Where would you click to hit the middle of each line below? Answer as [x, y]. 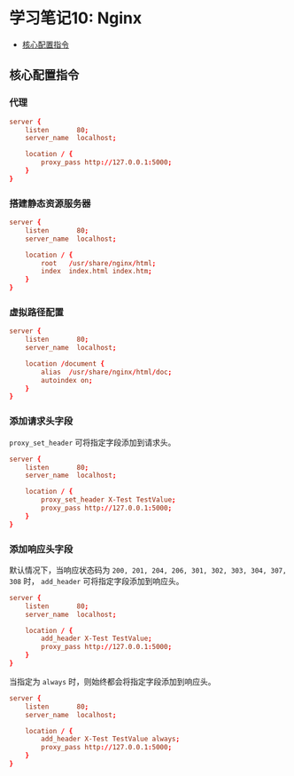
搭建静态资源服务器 [50, 203]
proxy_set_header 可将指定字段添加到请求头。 [93, 442]
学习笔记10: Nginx [76, 18]
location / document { [65, 364]
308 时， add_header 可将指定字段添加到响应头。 [97, 581]
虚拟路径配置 [37, 312]
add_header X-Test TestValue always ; [110, 739]
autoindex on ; [67, 380]
